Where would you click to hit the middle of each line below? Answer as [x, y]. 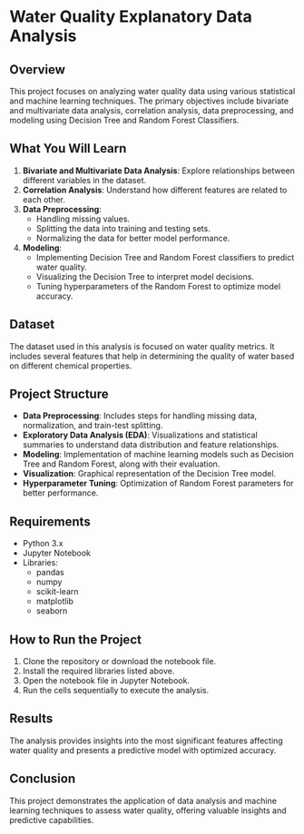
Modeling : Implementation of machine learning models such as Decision [158, 455]
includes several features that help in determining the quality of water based [152, 356]
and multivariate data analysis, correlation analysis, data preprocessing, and [152, 110]
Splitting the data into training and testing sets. [123, 228]
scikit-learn [57, 592]
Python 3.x [43, 544]
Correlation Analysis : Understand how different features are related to [155, 190]
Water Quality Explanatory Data [131, 17]
